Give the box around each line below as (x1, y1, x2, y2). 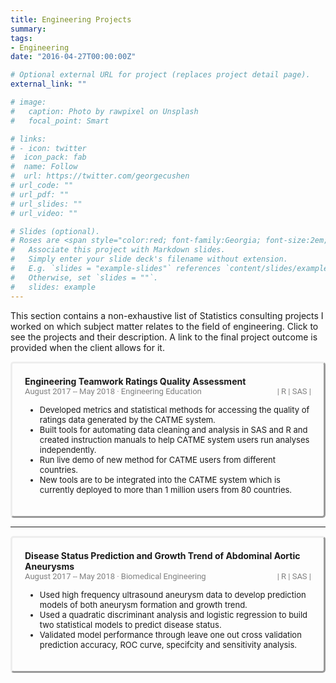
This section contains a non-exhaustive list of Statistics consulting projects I (10, 309, 324, 321)
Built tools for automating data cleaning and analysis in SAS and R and (39, 424, 308, 435)
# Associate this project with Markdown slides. (10, 245, 226, 255)
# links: (10, 134, 47, 144)
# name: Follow (10, 162, 78, 172)
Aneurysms (24, 560, 75, 572)
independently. (39, 444, 97, 455)
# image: (10, 97, 47, 107)
